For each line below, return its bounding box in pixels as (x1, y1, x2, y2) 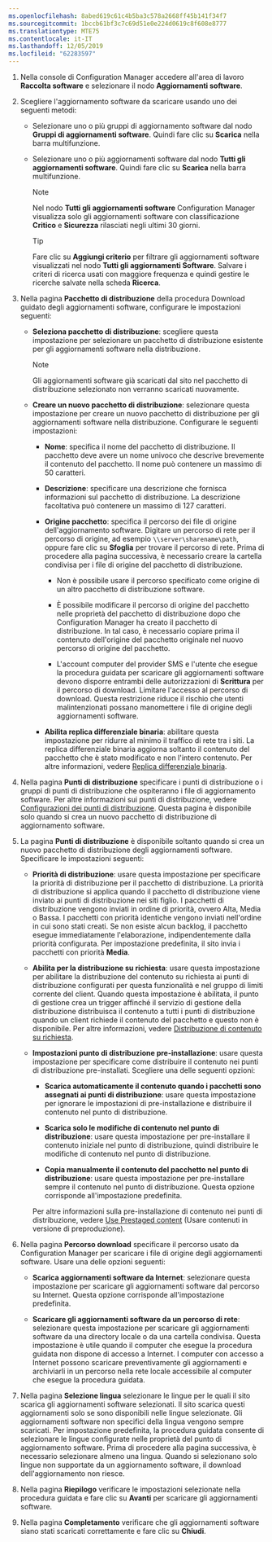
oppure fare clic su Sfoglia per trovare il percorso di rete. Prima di (44, 543, 265, 552)
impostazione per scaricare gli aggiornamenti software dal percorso (32, 1281, 260, 1291)
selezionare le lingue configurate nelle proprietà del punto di (19, 1434, 222, 1443)
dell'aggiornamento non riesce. (19, 1469, 125, 1478)
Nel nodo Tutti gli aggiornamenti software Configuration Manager (32, 203, 256, 213)
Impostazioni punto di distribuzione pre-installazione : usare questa (32, 1048, 264, 1057)
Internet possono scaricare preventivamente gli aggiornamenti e (32, 1358, 248, 1367)
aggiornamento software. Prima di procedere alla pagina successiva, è (19, 1443, 257, 1452)
